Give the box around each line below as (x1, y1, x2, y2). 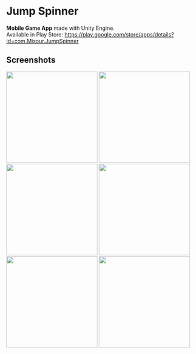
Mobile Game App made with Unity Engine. (6, 24, 115, 32)
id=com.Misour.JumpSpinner (6, 37, 79, 44)
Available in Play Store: (6, 30, 64, 38)
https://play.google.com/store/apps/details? (64, 30, 174, 38)
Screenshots (6, 55, 56, 65)
